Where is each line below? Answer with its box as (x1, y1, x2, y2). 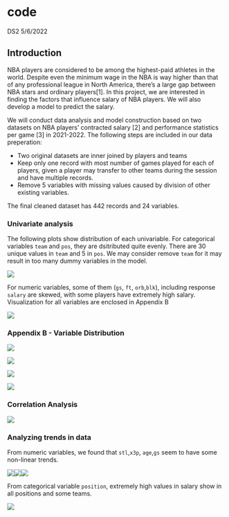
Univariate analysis (7, 219, 74, 229)
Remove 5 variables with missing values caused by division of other (17, 181, 211, 189)
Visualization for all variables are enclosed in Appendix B (7, 298, 170, 306)
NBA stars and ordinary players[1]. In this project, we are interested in (7, 87, 205, 96)
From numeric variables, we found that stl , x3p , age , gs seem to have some (7, 448, 218, 456)
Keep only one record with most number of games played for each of (17, 159, 214, 167)
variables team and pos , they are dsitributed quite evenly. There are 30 (7, 242, 206, 250)
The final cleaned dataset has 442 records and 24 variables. (7, 202, 180, 210)
